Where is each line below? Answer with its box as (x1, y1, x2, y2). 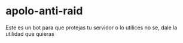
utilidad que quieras (5, 30, 54, 37)
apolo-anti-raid (5, 4, 83, 18)
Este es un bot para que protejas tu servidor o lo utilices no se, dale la (5, 24, 178, 31)
